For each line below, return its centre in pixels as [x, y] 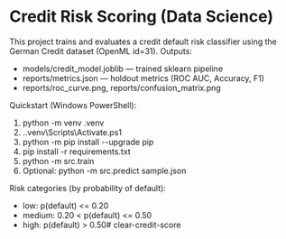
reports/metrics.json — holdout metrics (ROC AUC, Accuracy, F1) [143, 78]
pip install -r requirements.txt [76, 152]
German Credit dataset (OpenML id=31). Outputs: [101, 51]
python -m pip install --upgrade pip [88, 142]
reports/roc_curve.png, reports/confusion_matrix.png [121, 87]
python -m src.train [58, 161]
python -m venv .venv [63, 123]
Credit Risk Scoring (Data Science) [141, 17]
